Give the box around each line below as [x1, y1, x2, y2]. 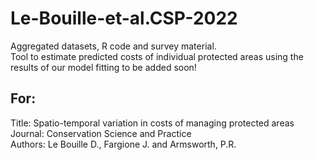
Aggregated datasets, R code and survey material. [10, 40, 217, 52]
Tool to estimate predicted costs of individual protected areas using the [10, 50, 304, 62]
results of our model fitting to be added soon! [10, 61, 197, 73]
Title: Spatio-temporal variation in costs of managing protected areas [10, 117, 295, 129]
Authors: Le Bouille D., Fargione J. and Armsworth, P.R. [10, 138, 237, 150]
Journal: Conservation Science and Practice [10, 127, 192, 139]
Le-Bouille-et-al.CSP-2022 [10, 7, 238, 30]
